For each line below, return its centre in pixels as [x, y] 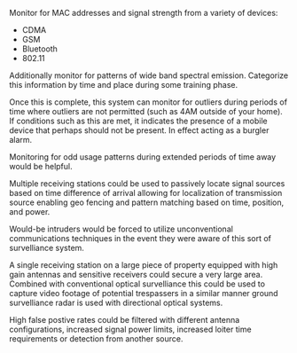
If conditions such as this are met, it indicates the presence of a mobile [138, 121]
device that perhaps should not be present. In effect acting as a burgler [139, 130]
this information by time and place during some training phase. [124, 85]
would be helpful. [41, 166]
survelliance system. [47, 248]
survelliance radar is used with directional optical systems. [116, 302]
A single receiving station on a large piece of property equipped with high [144, 265]
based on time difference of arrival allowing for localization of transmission [146, 193]
